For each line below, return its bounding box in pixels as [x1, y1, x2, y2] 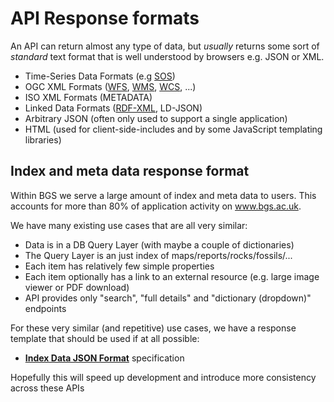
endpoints [24, 302, 67, 314]
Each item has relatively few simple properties [24, 260, 215, 272]
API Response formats [10, 7, 200, 30]
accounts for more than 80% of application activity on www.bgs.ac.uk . [10, 200, 302, 212]
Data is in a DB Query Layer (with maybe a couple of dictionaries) [24, 238, 295, 251]
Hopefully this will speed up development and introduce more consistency [10, 371, 317, 383]
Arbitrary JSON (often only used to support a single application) [24, 112, 288, 124]
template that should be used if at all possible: [10, 332, 200, 344]
